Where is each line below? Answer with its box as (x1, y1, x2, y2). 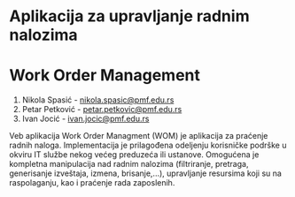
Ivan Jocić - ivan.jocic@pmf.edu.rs (21, 113, 150, 125)
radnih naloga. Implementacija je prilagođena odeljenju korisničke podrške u (9, 140, 287, 151)
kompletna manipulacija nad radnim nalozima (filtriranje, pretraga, (9, 159, 249, 170)
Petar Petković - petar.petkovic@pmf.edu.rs (21, 104, 182, 115)
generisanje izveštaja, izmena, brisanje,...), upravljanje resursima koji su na (9, 168, 282, 178)
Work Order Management (9, 65, 201, 86)
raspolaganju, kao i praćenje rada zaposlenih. (9, 178, 175, 188)
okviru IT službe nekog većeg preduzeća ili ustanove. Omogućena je (9, 149, 260, 160)
